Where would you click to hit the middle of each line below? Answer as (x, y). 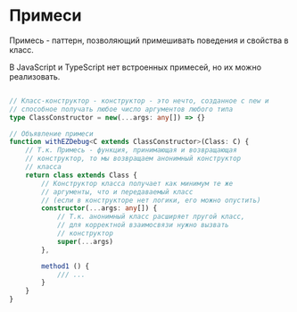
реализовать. (35, 76)
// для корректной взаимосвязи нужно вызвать (143, 225)
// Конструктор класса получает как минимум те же (137, 183)
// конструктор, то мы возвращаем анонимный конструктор (133, 159)
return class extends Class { (82, 175)
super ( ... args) (85, 241)
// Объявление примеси (51, 134)
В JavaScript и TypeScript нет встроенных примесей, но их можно (135, 67)
